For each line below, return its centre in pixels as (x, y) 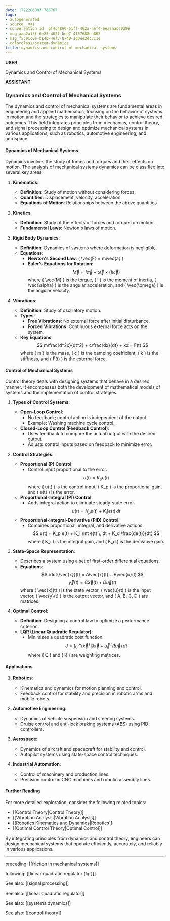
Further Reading (23, 791)
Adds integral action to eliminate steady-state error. (81, 503)
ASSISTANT (18, 82)
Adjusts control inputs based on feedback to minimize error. (90, 444)
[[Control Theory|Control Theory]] (48, 812)
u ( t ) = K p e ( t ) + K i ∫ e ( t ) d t (96, 512)
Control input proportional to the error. (68, 470)
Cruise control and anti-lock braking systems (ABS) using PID (84, 724)
